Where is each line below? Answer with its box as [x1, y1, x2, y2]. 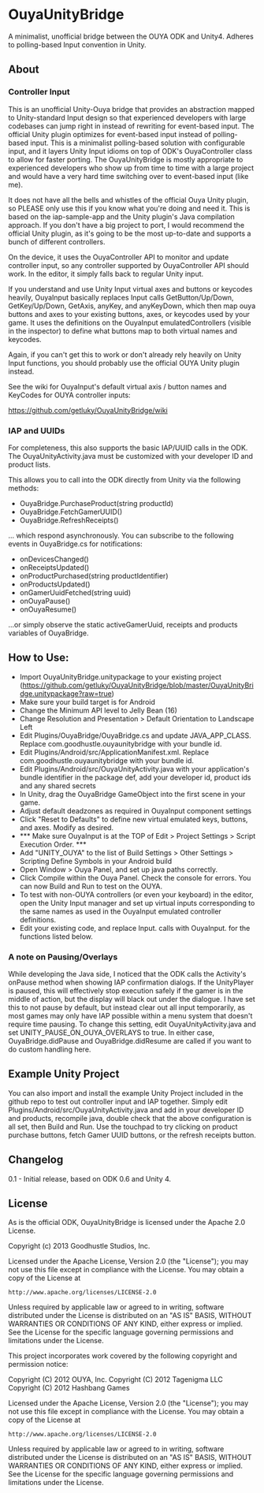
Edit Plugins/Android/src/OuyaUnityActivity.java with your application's [19, 764, 250, 773]
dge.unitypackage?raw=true [19, 688, 112, 698]
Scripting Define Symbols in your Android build [19, 856, 173, 866]
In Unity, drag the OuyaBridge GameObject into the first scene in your [19, 789, 246, 799]
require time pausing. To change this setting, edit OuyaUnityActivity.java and [8, 1019, 256, 1029]
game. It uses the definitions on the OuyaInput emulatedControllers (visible [8, 318, 251, 327]
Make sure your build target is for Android [19, 697, 155, 706]
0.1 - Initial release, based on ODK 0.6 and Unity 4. [8, 1174, 172, 1183]
